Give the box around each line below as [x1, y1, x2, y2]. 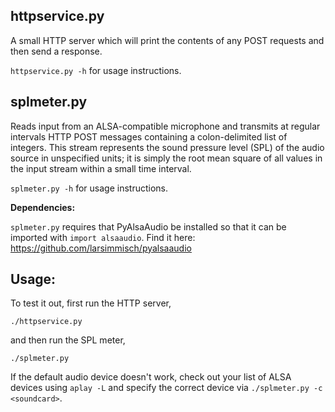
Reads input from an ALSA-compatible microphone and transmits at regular [10, 120, 321, 132]
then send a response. [10, 45, 103, 57]
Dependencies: [10, 201, 76, 213]
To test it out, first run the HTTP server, [10, 297, 172, 309]
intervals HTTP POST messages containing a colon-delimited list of [10, 130, 288, 143]
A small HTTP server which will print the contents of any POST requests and [10, 34, 325, 46]
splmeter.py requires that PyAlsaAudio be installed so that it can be [10, 220, 287, 233]
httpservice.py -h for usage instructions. [10, 64, 182, 76]
